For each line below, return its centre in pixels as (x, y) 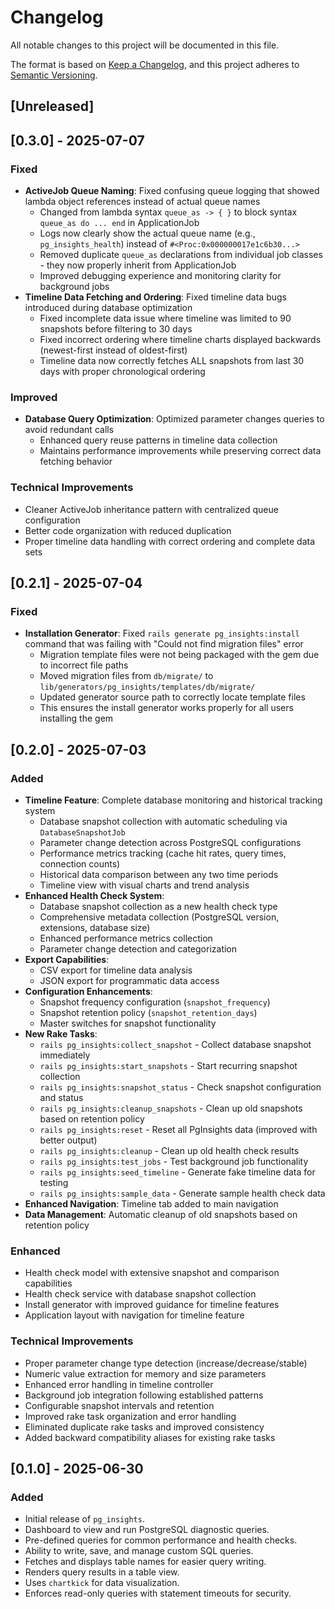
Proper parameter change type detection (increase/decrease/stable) (166, 1363)
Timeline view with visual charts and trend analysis (144, 885)
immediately (65, 1055)
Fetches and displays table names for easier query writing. (145, 1562)
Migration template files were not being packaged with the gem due (179, 655)
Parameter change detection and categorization (138, 948)
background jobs (74, 287)
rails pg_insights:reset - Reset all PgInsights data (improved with (178, 1129)
